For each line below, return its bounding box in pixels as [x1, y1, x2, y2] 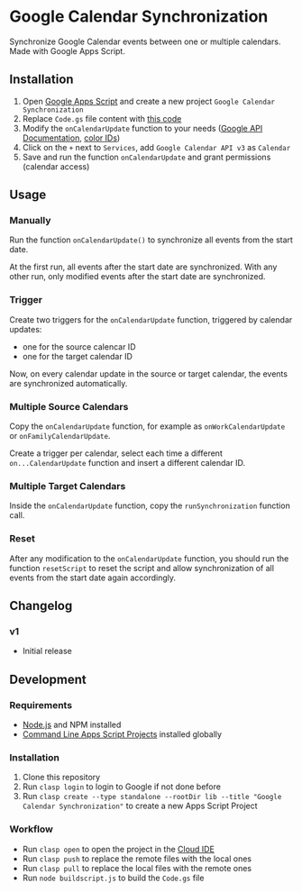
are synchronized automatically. [9, 378, 128, 388]
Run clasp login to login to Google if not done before [22, 781, 221, 792]
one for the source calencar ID [22, 341, 136, 352]
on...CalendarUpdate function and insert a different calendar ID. [9, 458, 246, 469]
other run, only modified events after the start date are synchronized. [9, 271, 266, 282]
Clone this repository [22, 772, 101, 783]
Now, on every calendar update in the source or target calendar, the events [9, 368, 288, 379]
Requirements [9, 698, 73, 711]
